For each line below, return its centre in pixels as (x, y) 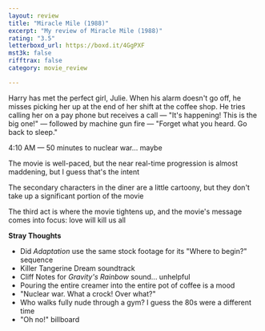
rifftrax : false (35, 61)
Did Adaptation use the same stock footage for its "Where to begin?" (133, 251)
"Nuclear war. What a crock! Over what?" (88, 293)
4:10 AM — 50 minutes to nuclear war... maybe (85, 147)
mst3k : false (30, 53)
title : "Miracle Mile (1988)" (59, 23)
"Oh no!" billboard (50, 319)
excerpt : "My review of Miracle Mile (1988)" (85, 31)
